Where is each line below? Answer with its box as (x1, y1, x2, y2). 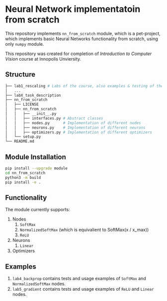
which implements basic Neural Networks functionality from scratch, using (5, 36, 158, 42)
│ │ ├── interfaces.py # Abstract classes (5, 116, 103, 121)
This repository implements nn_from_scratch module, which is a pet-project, (5, 30, 161, 36)
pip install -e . (5, 180, 41, 185)
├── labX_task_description (5, 93, 61, 98)
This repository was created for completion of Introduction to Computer (5, 51, 152, 57)
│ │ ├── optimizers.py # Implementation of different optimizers (5, 130, 153, 135)
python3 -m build (5, 175, 41, 180)
